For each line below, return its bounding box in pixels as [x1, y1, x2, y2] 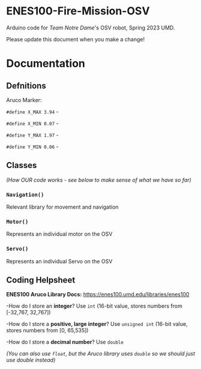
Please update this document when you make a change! [6, 35, 145, 43]
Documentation [6, 57, 86, 70]
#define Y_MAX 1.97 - [6, 131, 59, 139]
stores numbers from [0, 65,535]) [6, 327, 89, 334]
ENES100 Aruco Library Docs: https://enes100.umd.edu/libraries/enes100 [6, 291, 190, 298]
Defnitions [6, 80, 46, 91]
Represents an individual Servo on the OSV [6, 257, 113, 265]
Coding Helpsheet [6, 275, 76, 286]
